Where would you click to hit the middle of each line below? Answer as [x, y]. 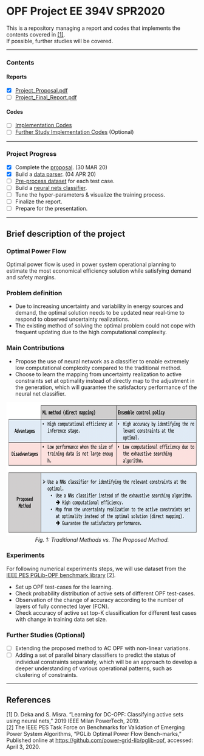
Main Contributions [36, 348]
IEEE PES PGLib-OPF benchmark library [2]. [61, 575]
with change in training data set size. [61, 619]
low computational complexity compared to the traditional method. [98, 368]
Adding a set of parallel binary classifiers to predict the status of [95, 655]
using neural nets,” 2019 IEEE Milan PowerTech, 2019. [73, 721]
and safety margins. [31, 277]
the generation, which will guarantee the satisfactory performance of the [106, 387]
